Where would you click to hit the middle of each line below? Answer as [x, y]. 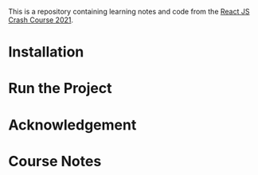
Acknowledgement [72, 124]
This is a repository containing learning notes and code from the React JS [129, 12]
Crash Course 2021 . [41, 20]
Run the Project [60, 89]
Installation [46, 52]
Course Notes [55, 161]
